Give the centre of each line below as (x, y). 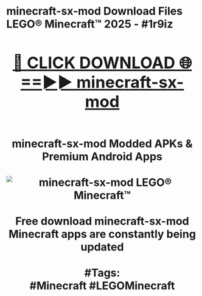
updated (102, 247)
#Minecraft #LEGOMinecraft (102, 285)
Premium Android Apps (102, 157)
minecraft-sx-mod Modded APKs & (102, 143)
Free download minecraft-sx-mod (102, 221)
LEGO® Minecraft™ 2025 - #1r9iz (90, 24)
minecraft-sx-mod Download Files (95, 11)
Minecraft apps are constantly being (102, 234)
